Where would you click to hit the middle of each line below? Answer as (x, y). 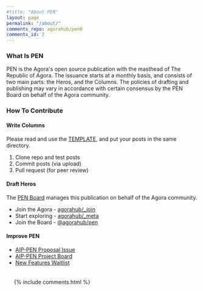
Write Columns (26, 125)
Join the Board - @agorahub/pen (57, 222)
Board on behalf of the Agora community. (58, 95)
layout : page (23, 18)
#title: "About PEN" (33, 12)
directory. (18, 145)
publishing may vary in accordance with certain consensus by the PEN (95, 88)
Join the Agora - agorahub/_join (55, 209)
